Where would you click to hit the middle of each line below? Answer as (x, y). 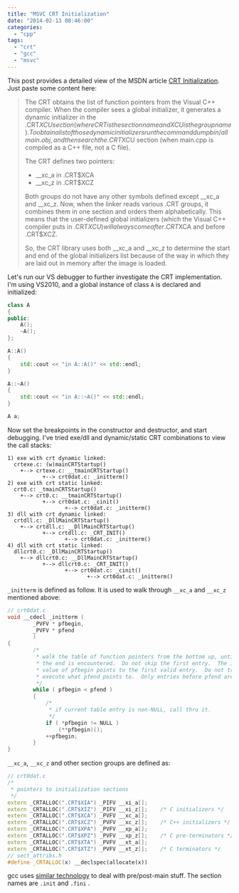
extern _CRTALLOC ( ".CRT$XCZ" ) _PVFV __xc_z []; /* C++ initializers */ (119, 822)
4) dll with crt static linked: (55, 545)
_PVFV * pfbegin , (58, 624)
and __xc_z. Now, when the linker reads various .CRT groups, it (116, 204)
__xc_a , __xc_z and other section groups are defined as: (89, 763)
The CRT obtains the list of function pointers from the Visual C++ (120, 102)
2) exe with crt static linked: (55, 483)
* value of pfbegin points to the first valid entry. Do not (130, 670)
